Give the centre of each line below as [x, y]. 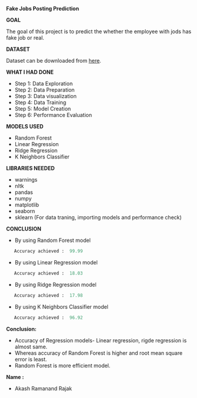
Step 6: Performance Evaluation [53, 115]
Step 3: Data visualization [45, 96]
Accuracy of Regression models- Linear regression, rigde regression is [101, 340]
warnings [26, 179]
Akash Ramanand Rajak [43, 388]
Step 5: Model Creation [43, 109]
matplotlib [27, 205]
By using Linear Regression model [56, 262]
